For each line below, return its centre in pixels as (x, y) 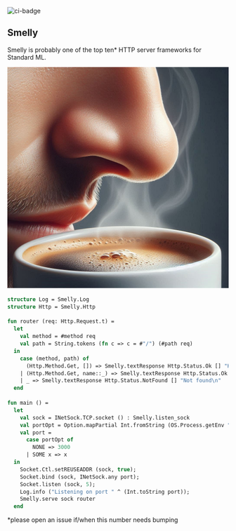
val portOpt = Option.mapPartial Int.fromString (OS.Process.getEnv (122, 425)
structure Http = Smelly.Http (52, 307)
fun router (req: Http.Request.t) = (61, 322)
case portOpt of (50, 440)
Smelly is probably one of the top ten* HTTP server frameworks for (104, 50)
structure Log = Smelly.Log (48, 299)
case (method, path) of (55, 358)
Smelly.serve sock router (58, 499)
